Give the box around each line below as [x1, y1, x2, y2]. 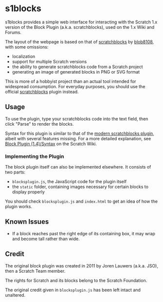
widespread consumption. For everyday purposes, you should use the [5, 83, 145, 89]
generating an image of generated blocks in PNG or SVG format [12, 69, 140, 75]
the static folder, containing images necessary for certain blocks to [12, 184, 148, 190]
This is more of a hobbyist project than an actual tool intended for [5, 78, 136, 84]
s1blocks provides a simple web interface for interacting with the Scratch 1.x [5, 19, 158, 25]
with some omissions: [5, 44, 49, 50]
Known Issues [5, 218, 49, 226]
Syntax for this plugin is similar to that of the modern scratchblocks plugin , [5, 130, 154, 136]
